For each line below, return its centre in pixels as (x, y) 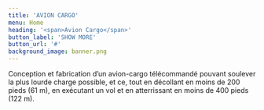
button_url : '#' (35, 44)
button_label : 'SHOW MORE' (52, 37)
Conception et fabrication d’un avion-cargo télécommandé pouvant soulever (132, 74)
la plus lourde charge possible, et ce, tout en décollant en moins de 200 (124, 82)
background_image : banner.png (58, 51)
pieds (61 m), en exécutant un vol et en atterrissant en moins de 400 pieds (128, 90)
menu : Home (26, 23)
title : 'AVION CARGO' (44, 15)
